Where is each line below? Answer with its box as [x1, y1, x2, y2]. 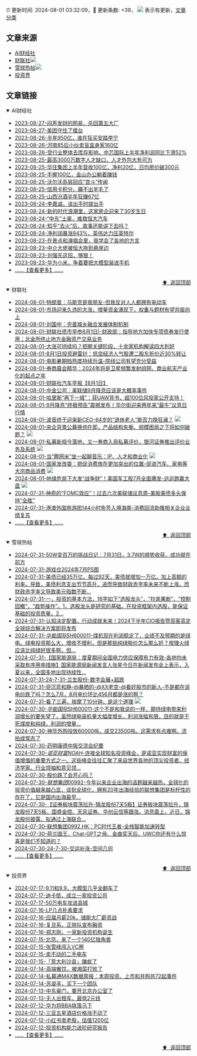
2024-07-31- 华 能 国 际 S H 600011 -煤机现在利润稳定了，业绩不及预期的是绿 [14, 632, 191, 639]
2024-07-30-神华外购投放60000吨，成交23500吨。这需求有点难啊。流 [14, 728, 187, 735]
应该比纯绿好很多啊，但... [14, 647, 76, 654]
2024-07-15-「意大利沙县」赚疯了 [14, 958, 98, 965]
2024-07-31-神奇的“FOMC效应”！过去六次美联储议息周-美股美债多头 [14, 490, 182, 497]
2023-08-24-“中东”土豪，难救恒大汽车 [14, 215, 108, 222]
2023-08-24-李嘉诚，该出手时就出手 [14, 200, 104, 207]
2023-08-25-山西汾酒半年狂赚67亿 [14, 193, 100, 200]
